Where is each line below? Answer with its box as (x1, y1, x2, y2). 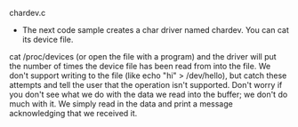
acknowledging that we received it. (9, 108, 138, 118)
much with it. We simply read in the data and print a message (9, 99, 233, 109)
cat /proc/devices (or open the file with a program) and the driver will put (9, 52, 278, 61)
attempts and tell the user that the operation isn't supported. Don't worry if (9, 80, 283, 90)
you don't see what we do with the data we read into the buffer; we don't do (9, 89, 288, 99)
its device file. (21, 35, 74, 44)
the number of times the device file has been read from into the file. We (9, 61, 271, 71)
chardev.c (9, 8, 46, 18)
